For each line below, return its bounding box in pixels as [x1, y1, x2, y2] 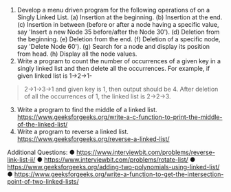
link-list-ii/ [7, 156, 36, 164]
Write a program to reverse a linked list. [16, 127, 129, 136]
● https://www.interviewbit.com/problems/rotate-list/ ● [36, 156, 196, 164]
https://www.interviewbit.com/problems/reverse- [76, 148, 215, 156]
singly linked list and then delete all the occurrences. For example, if [16, 65, 210, 72]
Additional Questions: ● [7, 148, 76, 156]
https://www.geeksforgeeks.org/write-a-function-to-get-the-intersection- [14, 170, 224, 178]
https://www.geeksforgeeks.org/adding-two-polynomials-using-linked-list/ [7, 163, 220, 171]
